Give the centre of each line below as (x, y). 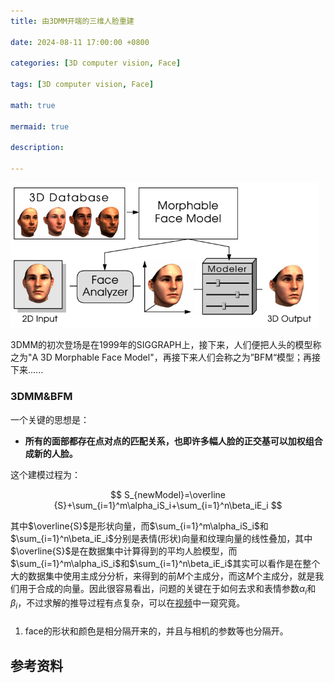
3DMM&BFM (41, 397)
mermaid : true (40, 126)
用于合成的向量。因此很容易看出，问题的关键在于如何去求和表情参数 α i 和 (167, 589)
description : (37, 148)
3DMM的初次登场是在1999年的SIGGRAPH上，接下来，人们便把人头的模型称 (166, 345)
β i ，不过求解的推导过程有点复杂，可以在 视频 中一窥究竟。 (128, 603)
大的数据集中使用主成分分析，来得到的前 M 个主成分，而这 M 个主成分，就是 (163, 576)
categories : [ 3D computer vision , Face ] (96, 63)
